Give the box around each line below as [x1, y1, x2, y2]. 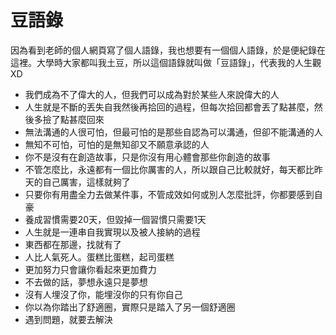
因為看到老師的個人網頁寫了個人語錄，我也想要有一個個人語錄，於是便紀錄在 [10, 44, 326, 56]
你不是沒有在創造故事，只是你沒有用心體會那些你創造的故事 [24, 151, 271, 163]
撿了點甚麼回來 [42, 113, 105, 125]
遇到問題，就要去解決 [24, 313, 113, 325]
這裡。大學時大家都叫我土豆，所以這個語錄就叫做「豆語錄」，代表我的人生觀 [10, 56, 322, 68]
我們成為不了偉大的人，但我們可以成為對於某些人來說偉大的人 [24, 88, 280, 100]
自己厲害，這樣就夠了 [42, 176, 131, 188]
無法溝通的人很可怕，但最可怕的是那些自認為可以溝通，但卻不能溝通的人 [24, 126, 323, 138]
